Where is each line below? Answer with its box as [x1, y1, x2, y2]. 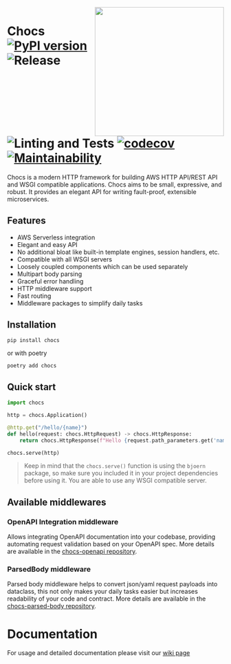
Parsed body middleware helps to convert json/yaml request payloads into [7, 580, 218, 588]
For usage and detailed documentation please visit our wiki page [7, 649, 190, 657]
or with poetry [7, 349, 47, 357]
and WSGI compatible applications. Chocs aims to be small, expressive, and [7, 180, 222, 189]
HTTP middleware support [16, 284, 92, 292]
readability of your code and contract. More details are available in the [7, 595, 206, 603]
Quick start [7, 381, 56, 393]
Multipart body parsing [16, 270, 82, 278]
